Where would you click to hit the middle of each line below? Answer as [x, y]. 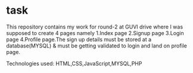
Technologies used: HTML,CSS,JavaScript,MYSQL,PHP [74, 64]
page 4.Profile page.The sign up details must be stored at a [79, 39]
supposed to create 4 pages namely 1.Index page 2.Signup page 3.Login [95, 33]
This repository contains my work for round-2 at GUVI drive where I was [95, 27]
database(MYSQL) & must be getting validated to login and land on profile [97, 46]
